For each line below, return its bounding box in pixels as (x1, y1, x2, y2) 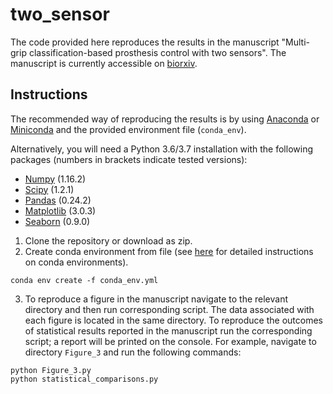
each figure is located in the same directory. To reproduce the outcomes (24, 314, 323, 326)
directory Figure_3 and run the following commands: (24, 346, 242, 358)
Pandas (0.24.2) (24, 194, 92, 206)
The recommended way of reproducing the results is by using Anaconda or (10, 113, 320, 125)
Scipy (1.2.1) (24, 183, 75, 195)
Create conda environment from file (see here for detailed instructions (24, 245, 314, 257)
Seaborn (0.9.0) (24, 215, 91, 227)
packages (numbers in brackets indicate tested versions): (10, 153, 248, 165)
